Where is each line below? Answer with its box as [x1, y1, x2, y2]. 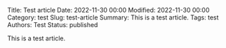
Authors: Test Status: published [7, 21, 98, 29]
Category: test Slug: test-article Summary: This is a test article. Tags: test [7, 13, 219, 22]
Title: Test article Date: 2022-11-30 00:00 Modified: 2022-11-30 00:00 [7, 6, 210, 14]
